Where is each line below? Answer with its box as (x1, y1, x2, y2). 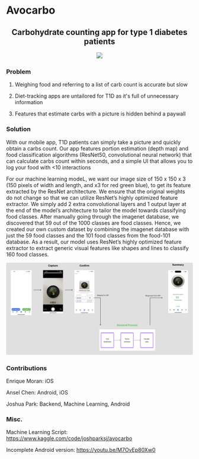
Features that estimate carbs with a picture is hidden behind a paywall (14, 110, 186, 117)
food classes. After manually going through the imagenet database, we (6, 213, 179, 220)
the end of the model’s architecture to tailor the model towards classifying (6, 207, 187, 214)
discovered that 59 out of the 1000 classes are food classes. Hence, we (6, 219, 181, 226)
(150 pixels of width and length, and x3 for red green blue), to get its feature (6, 181, 191, 188)
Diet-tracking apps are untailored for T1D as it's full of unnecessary (14, 92, 179, 99)
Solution (6, 125, 31, 133)
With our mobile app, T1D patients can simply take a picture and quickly (6, 139, 181, 146)
